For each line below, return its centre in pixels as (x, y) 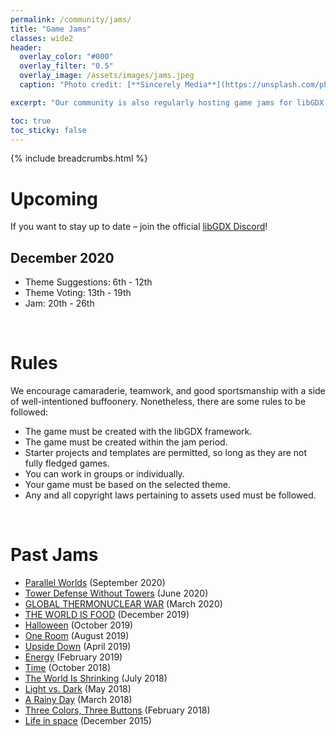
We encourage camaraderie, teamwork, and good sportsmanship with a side (168, 391)
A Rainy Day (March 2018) (78, 699)
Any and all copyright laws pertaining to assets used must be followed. (170, 495)
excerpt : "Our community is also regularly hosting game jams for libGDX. (169, 102)
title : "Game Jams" (51, 29)
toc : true (31, 121)
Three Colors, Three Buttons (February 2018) (117, 710)
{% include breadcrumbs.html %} (79, 158)
